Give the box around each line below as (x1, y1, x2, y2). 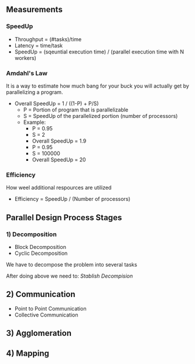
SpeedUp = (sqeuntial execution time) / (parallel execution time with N (14, 48, 184, 55)
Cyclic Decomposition (14, 250, 68, 257)
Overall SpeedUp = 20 (32, 156, 86, 163)
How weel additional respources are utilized (6, 184, 112, 191)
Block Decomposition (14, 243, 66, 250)
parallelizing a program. (6, 88, 63, 96)
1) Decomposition (6, 230, 57, 238)
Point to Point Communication (14, 305, 87, 312)
